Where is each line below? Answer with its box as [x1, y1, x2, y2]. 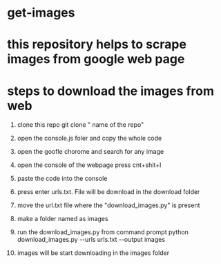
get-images [7, 5, 75, 21]
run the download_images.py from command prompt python [17, 228, 189, 236]
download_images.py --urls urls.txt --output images [17, 236, 166, 244]
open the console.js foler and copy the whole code [17, 134, 162, 143]
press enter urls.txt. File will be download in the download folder [17, 188, 200, 196]
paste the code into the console [17, 175, 108, 183]
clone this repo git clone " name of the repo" [17, 121, 144, 129]
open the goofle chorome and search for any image [17, 148, 164, 156]
